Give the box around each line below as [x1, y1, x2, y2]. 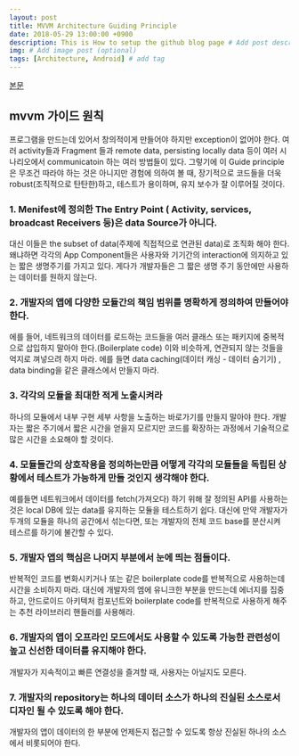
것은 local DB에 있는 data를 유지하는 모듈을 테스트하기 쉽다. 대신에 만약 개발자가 [9, 505, 288, 515]
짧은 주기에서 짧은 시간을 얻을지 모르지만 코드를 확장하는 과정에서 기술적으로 [25, 423, 290, 433]
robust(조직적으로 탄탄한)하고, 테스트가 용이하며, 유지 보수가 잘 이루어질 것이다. [9, 178, 286, 189]
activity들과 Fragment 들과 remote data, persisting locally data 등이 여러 [18, 144, 278, 156]
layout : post [9, 12, 58, 22]
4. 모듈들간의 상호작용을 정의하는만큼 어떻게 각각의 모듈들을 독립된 [9, 458, 277, 471]
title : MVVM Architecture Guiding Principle [9, 21, 177, 30]
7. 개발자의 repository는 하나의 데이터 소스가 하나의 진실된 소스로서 [9, 691, 281, 703]
